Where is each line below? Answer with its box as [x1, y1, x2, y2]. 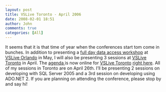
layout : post [5, 7, 32, 12]
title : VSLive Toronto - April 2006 [5, 12, 81, 17]
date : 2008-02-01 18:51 [5, 16, 55, 21]
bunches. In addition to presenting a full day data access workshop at [5, 49, 149, 55]
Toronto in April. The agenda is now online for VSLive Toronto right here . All [5, 60, 161, 66]
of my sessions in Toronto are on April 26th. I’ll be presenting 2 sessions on [5, 65, 160, 71]
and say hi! [5, 81, 28, 87]
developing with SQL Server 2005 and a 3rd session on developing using [5, 71, 156, 76]
